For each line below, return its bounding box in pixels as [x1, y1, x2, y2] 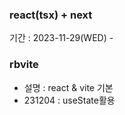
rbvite [9, 58, 39, 72]
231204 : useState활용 [23, 94, 116, 106]
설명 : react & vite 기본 [23, 81, 114, 93]
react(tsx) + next [9, 8, 93, 22]
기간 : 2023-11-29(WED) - [9, 32, 114, 44]
